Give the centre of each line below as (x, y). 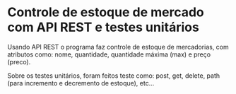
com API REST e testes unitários (103, 27)
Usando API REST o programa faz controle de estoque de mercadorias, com (118, 47)
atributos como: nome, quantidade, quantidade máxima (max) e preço (109, 54)
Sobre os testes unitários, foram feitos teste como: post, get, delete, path (114, 76)
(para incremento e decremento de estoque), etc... (81, 83)
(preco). (19, 61)
